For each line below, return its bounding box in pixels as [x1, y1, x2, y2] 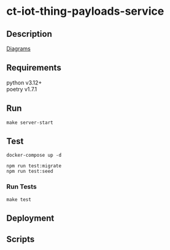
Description [6, 29, 52, 39]
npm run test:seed [6, 169, 53, 175]
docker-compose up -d [6, 152, 62, 159]
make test [6, 196, 32, 203]
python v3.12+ [6, 78, 42, 86]
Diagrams [6, 45, 31, 52]
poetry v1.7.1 [6, 85, 37, 93]
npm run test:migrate [6, 163, 62, 169]
